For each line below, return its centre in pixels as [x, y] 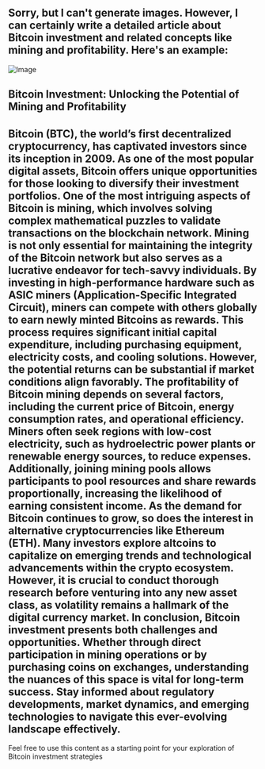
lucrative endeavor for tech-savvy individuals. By [132, 270]
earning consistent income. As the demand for [125, 506]
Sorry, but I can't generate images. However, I [123, 13]
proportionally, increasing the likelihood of [115, 493]
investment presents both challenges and [113, 630]
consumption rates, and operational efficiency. [126, 419]
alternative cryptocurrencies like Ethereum [117, 531]
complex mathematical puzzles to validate [115, 220]
